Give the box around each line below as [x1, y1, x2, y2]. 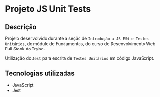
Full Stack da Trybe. [5, 46, 45, 51]
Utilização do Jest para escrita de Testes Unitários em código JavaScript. [5, 55, 155, 61]
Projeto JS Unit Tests [5, 3, 91, 15]
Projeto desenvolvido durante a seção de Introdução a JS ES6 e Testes [5, 35, 149, 41]
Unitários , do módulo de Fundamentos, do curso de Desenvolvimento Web [5, 41, 156, 47]
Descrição [5, 23, 37, 31]
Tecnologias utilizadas [5, 69, 75, 78]
